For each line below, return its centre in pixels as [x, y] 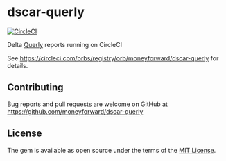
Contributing [35, 87]
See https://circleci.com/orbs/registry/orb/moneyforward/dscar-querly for [113, 58]
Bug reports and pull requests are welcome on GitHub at [88, 104]
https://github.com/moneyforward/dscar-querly [75, 111]
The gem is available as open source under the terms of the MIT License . [112, 150]
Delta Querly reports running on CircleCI [65, 44]
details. [18, 65]
